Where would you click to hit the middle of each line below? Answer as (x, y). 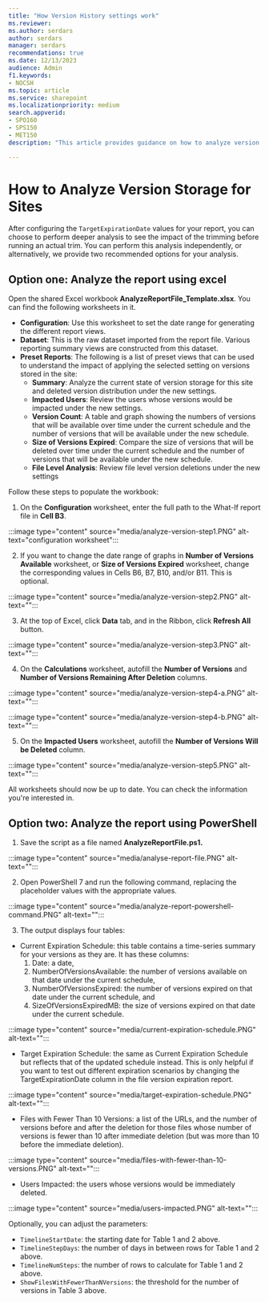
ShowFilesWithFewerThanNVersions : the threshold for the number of (129, 1282)
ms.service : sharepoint (48, 98)
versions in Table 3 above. (63, 1291)
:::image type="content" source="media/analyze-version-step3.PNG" (123, 645)
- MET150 (23, 135)
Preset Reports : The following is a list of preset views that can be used (137, 357)
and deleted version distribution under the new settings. (124, 391)
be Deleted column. (52, 750)
